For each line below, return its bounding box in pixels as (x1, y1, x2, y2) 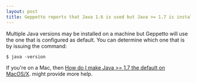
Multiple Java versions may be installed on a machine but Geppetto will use (6, 30, 188, 37)
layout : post (6, 8, 38, 15)
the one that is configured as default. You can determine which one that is (6, 36, 185, 43)
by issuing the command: (6, 42, 67, 50)
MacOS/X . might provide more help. (6, 70, 93, 77)
